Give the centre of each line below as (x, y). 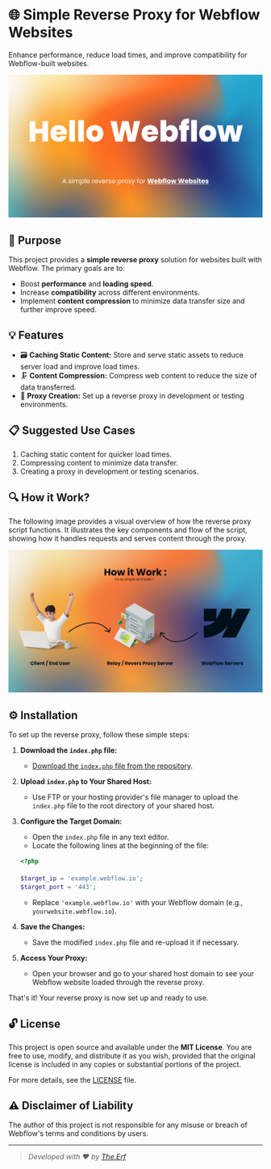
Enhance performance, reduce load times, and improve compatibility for (128, 55)
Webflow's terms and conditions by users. (79, 1134)
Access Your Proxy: (54, 958)
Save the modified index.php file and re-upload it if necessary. (135, 942)
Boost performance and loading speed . (87, 284)
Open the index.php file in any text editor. (100, 837)
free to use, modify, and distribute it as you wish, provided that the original (132, 1056)
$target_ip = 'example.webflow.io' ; (81, 878)
